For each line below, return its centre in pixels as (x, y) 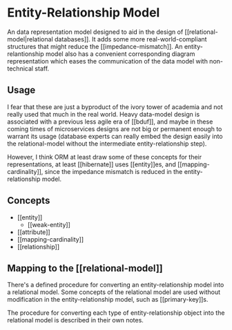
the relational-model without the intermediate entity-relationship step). (107, 144)
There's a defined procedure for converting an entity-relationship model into (116, 285)
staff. (42, 68)
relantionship (26, 54)
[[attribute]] (33, 232)
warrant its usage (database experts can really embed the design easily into (115, 136)
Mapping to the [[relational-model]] (85, 268)
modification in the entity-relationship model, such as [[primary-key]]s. (108, 300)
